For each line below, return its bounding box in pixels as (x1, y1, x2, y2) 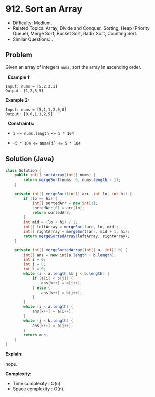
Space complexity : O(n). (12, 386, 65, 392)
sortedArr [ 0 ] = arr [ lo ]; (32, 205, 85, 210)
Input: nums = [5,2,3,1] (5, 84, 58, 89)
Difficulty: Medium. (12, 20, 53, 26)
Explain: (5, 351, 23, 357)
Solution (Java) (5, 155, 55, 163)
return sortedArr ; (32, 210, 71, 215)
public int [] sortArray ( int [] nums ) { (14, 173, 96, 178)
